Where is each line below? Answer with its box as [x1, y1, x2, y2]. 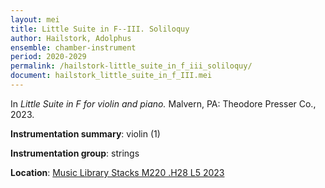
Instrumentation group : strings [10, 147, 140, 159]
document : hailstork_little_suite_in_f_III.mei [10, 71, 213, 81]
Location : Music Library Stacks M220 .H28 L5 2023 [10, 166, 225, 178]
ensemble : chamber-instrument [10, 42, 137, 53]
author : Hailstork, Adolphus [10, 33, 132, 43]
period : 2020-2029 [10, 52, 87, 62]
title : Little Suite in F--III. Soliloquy [10, 24, 190, 34]
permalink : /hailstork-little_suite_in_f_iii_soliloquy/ [10, 61, 253, 71]
